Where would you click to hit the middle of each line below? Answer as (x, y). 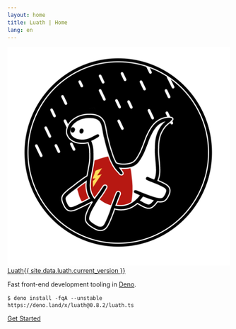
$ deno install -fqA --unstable (55, 298)
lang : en (20, 30)
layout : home (26, 15)
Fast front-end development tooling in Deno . (72, 284)
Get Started (24, 318)
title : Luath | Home (38, 22)
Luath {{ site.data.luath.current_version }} (66, 270)
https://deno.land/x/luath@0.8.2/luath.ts (71, 305)
